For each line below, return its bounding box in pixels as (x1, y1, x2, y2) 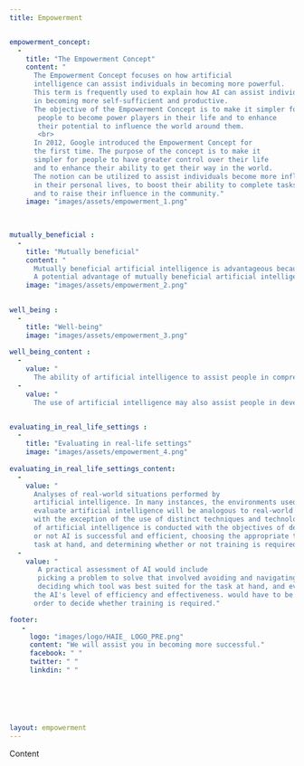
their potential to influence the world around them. (37, 121, 245, 131)
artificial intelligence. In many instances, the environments (33, 498, 278, 507)
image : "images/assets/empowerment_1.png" (25, 197, 188, 206)
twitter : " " (29, 657, 79, 667)
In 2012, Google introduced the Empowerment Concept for (33, 138, 253, 147)
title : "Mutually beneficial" (25, 247, 140, 256)
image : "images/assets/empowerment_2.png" (25, 281, 188, 290)
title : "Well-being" (25, 322, 103, 331)
